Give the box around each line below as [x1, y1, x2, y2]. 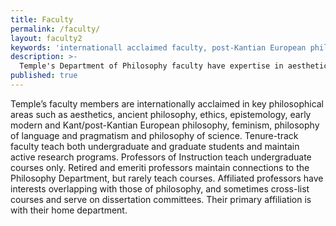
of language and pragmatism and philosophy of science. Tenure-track [10, 129, 299, 141]
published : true [10, 71, 78, 81]
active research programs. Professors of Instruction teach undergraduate [10, 151, 312, 163]
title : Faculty [10, 14, 74, 25]
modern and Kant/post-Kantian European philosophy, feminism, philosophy [10, 119, 320, 131]
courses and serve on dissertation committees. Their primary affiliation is [10, 193, 312, 205]
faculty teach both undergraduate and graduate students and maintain [10, 140, 300, 152]
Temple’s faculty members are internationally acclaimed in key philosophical [10, 97, 325, 110]
